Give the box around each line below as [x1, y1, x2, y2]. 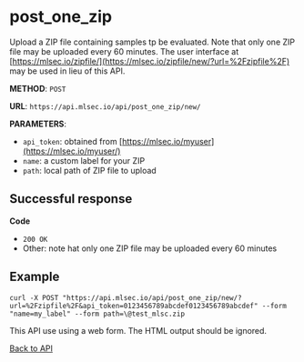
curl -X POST [9, 293, 59, 302]
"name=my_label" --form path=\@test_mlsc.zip [9, 309, 185, 318]
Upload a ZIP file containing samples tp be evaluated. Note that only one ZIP [9, 36, 296, 47]
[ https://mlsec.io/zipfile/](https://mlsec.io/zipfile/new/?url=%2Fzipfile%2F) [9, 55, 290, 66]
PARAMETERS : [9, 118, 66, 129]
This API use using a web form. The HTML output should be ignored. [9, 325, 267, 336]
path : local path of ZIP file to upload [22, 165, 157, 176]
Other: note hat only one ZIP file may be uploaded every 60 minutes [22, 243, 278, 254]
